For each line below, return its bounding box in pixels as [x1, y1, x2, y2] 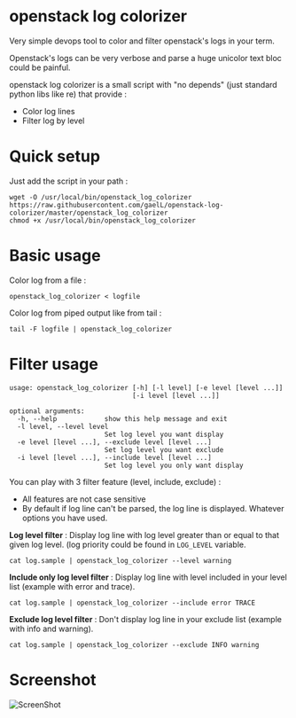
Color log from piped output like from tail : [9, 308, 162, 318]
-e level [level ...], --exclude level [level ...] [17, 437, 213, 447]
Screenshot [9, 669, 97, 690]
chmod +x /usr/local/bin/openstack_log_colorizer [9, 215, 197, 225]
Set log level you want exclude [104, 445, 224, 454]
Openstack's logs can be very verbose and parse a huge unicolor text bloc [9, 52, 282, 63]
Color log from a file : [9, 275, 87, 285]
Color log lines [21, 105, 75, 116]
